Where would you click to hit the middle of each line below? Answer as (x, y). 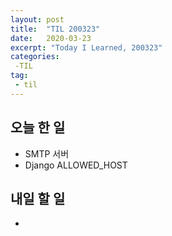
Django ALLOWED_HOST (76, 165)
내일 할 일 (38, 198)
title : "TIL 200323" (55, 29)
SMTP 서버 (47, 153)
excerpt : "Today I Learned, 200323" (86, 47)
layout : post (37, 19)
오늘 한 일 (38, 127)
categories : (35, 57)
